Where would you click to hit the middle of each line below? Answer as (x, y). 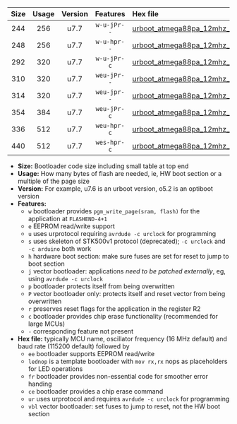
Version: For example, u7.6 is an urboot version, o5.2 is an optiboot (115, 189)
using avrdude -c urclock (66, 279)
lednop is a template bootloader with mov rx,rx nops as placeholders (128, 361)
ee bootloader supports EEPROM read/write (91, 354)
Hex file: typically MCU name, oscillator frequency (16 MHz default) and (122, 339)
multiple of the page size (54, 181)
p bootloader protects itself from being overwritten (101, 286)
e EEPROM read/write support (71, 226)
